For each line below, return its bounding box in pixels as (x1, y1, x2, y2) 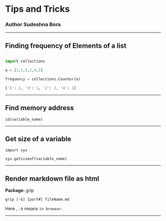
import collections (5, 59, 45, 64)
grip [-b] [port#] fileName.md (5, 197, 70, 202)
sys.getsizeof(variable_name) (5, 157, 68, 161)
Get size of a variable (5, 135, 72, 143)
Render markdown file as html (5, 174, 100, 183)
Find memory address (5, 104, 74, 112)
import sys (5, 148, 28, 153)
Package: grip (5, 188, 34, 193)
